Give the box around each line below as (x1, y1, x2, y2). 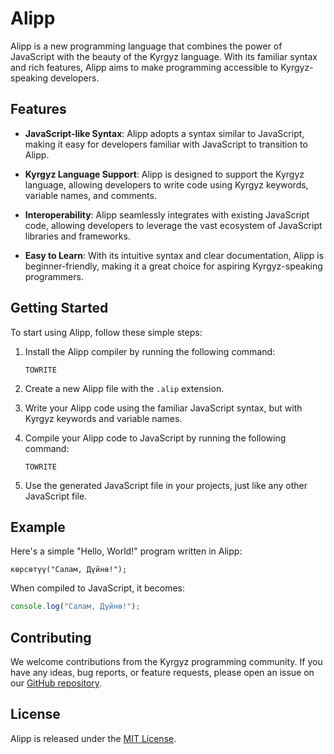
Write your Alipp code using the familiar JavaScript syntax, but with (24, 402, 303, 414)
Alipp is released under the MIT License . (10, 732, 177, 744)
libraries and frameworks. (24, 230, 131, 242)
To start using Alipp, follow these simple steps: (10, 326, 203, 338)
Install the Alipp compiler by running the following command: (24, 345, 276, 357)
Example (10, 518, 66, 536)
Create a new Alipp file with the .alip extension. (24, 382, 225, 394)
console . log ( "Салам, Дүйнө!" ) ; (10, 602, 141, 612)
